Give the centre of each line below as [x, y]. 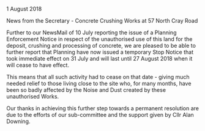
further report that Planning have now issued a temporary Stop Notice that [100, 52]
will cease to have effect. [38, 65]
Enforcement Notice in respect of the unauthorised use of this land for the [99, 39]
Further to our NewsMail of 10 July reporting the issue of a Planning [91, 32]
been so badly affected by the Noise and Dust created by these [86, 90]
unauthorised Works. [33, 96]
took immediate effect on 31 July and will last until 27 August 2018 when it [99, 58]
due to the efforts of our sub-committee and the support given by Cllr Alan [100, 115]
